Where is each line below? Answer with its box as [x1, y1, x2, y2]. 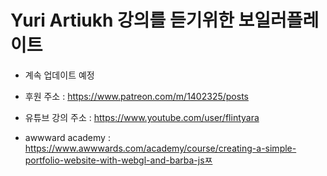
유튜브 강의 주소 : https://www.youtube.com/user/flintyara [24, 111, 260, 123]
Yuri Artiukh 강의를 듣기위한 [10, 9, 235, 32]
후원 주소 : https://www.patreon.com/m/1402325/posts [24, 90, 249, 102]
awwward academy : [24, 131, 111, 143]
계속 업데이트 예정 [24, 69, 95, 81]
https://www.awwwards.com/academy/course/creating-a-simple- [24, 142, 297, 154]
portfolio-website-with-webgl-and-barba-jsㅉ [24, 154, 213, 166]
